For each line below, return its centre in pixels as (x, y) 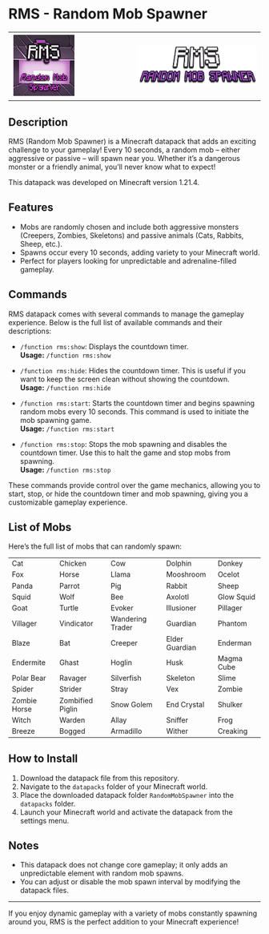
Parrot (70, 586)
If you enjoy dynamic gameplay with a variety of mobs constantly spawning (133, 913)
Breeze (24, 731)
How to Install (43, 759)
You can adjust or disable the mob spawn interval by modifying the (130, 882)
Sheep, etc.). (41, 244)
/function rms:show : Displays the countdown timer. (104, 346)
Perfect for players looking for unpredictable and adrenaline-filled (128, 260)
